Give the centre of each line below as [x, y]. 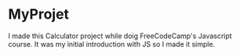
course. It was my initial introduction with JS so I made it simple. [112, 44]
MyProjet [38, 14]
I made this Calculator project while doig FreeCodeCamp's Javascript [120, 36]
